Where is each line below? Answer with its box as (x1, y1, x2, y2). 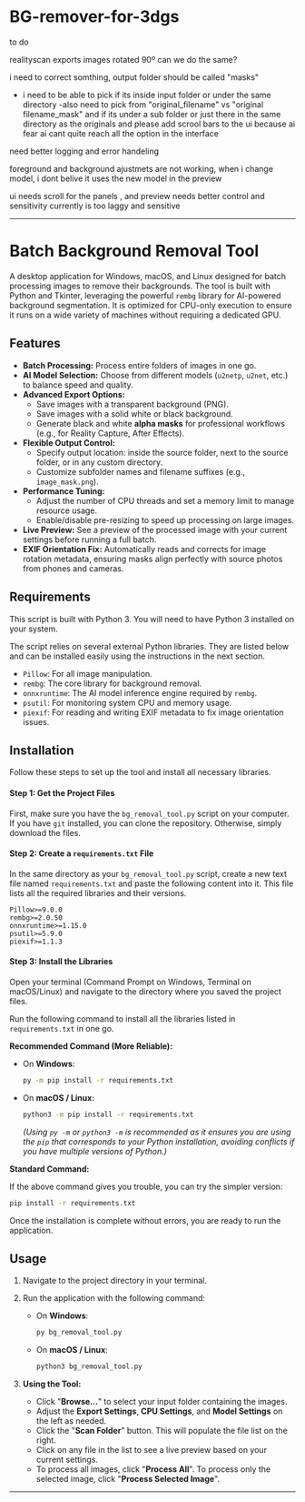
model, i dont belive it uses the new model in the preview (9, 173, 222, 184)
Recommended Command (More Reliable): (9, 1040, 173, 1052)
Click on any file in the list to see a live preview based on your (35, 1445, 268, 1456)
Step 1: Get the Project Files (9, 787, 115, 798)
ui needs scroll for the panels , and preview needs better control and (9, 190, 265, 201)
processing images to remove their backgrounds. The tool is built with (9, 280, 271, 291)
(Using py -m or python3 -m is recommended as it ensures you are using (22, 1126, 292, 1137)
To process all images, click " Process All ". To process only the (35, 1464, 271, 1475)
